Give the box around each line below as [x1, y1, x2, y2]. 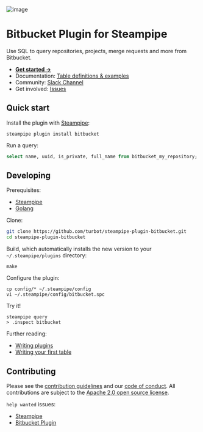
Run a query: [6, 141, 38, 149]
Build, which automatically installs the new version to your [6, 245, 152, 253]
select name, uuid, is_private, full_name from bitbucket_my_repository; [6, 153, 198, 159]
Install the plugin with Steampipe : [6, 119, 90, 126]
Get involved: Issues [15, 85, 66, 92]
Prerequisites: [6, 186, 41, 194]
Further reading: [6, 330, 47, 337]
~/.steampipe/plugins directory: [6, 252, 87, 259]
